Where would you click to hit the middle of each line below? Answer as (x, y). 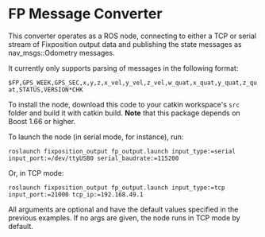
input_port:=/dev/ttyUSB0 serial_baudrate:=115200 (94, 158)
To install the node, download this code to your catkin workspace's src (124, 104)
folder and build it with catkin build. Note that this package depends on (124, 113)
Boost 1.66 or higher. (42, 121)
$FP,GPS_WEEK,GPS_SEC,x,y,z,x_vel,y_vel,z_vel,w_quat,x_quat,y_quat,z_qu (133, 83)
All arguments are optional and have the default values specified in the (123, 209)
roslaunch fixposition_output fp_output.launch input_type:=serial (122, 151)
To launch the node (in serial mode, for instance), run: (96, 137)
